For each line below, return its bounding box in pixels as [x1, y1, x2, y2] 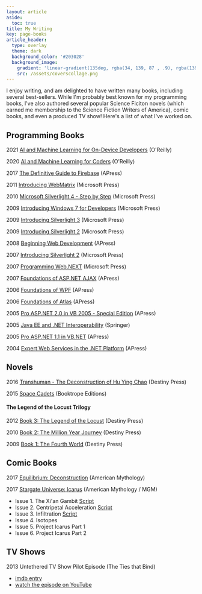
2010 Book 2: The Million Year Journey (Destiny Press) [6, 429, 141, 436]
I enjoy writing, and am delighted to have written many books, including [6, 87, 183, 94]
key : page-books [6, 31, 47, 37]
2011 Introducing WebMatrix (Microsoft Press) [6, 182, 120, 189]
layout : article [6, 8, 47, 15]
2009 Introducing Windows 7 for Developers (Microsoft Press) [6, 204, 161, 212]
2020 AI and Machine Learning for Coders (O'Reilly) [6, 158, 135, 165]
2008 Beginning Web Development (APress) [6, 239, 116, 247]
